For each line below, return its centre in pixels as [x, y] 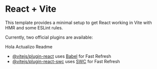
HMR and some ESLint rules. [34, 27]
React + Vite [31, 9]
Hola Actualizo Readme [29, 46]
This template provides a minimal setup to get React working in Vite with [78, 23]
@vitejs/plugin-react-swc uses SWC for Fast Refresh [66, 61]
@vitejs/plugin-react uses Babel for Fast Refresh [62, 56]
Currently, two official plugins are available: [49, 37]
